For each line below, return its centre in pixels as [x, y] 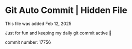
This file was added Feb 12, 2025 [38, 24]
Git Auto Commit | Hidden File [66, 10]
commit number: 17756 [28, 42]
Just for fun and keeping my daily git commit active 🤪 [58, 33]
